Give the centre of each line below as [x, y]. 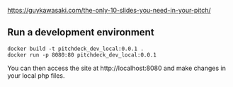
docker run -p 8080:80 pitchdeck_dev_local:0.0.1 [82, 55]
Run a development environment [81, 32]
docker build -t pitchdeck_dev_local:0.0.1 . [75, 49]
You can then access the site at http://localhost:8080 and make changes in [117, 68]
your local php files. [36, 75]
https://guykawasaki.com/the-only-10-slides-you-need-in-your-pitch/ [109, 10]
